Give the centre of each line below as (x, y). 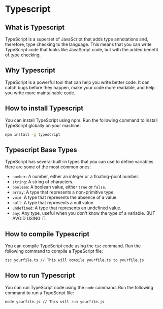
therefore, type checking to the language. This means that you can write (78, 44)
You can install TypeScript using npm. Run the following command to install (81, 120)
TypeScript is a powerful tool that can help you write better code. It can (77, 82)
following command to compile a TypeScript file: (54, 251)
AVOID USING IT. (29, 219)
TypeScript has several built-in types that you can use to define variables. (80, 162)
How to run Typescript (40, 276)
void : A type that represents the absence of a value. (65, 197)
